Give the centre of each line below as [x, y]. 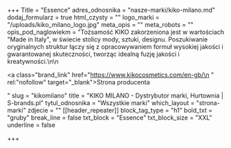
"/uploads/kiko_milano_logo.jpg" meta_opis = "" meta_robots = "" [100, 25]
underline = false [31, 125]
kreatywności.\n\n [33, 61]
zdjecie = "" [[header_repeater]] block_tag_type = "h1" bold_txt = [120, 110]
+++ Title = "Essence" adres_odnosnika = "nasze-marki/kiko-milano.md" [111, 10]
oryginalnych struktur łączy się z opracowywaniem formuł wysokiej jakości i [115, 47]
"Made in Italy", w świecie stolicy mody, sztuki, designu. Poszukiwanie [108, 39]
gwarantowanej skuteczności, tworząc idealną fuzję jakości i [93, 54]
